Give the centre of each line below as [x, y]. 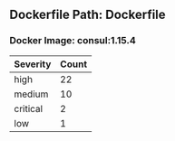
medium [31, 94]
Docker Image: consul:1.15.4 [73, 41]
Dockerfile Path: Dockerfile [87, 15]
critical [29, 108]
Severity [33, 64]
